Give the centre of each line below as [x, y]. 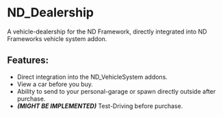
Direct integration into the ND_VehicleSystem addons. [92, 77]
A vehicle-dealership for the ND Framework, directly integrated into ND [107, 31]
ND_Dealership [51, 13]
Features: [28, 61]
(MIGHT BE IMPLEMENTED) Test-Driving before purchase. [100, 106]
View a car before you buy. [55, 84]
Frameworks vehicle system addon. [57, 38]
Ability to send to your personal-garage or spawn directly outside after [116, 91]
